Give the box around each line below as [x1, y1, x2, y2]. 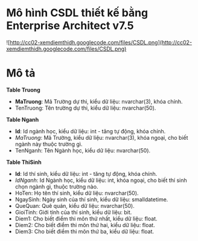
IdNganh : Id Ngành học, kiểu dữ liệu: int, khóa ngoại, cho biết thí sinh [14, 177, 187, 184]
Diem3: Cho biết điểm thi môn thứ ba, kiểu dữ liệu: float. [14, 228, 155, 235]
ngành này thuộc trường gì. [14, 140, 83, 148]
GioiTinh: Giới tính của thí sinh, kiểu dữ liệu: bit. [14, 208, 132, 216]
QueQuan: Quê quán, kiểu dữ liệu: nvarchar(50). [14, 202, 135, 209]
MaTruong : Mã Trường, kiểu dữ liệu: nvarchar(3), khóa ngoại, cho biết [14, 134, 188, 141]
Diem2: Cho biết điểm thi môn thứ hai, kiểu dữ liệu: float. [14, 221, 155, 228]
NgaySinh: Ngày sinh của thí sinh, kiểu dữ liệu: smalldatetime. [14, 196, 168, 203]
